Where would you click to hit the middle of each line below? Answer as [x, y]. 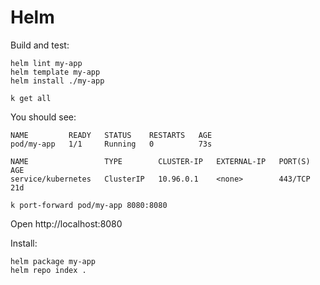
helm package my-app [53, 261]
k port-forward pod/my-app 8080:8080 [89, 205]
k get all [31, 98]
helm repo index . [48, 270]
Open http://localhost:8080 [66, 223]
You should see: [43, 117]
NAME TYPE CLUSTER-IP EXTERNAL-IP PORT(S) [160, 161]
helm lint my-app [46, 63]
